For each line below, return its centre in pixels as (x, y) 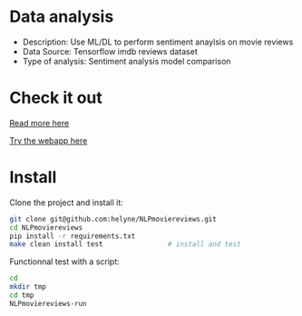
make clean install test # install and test (126, 244)
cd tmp (22, 296)
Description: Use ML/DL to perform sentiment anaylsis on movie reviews (158, 42)
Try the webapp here (49, 140)
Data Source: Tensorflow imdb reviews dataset (110, 51)
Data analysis (62, 17)
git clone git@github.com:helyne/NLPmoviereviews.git (113, 219)
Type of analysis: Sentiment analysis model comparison (127, 61)
